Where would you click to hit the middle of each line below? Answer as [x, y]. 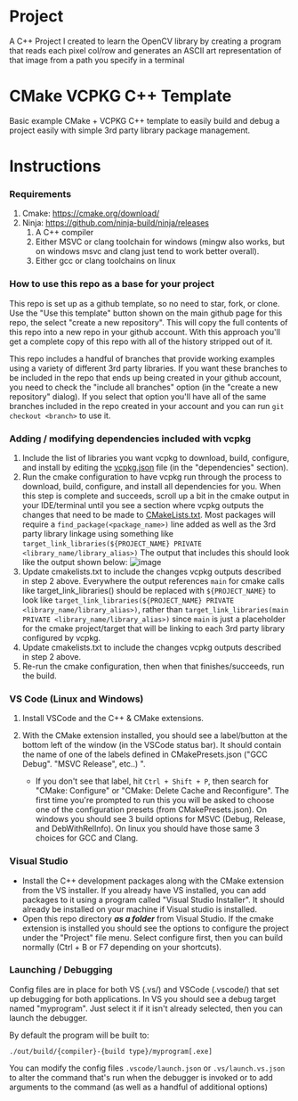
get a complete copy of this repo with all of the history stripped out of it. [141, 341]
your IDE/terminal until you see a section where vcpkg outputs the [143, 505]
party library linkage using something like [97, 533]
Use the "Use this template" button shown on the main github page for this [146, 313]
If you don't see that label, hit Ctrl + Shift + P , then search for [152, 781]
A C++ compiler [64, 233]
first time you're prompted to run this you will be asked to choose [155, 801]
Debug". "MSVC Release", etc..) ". [84, 764]
